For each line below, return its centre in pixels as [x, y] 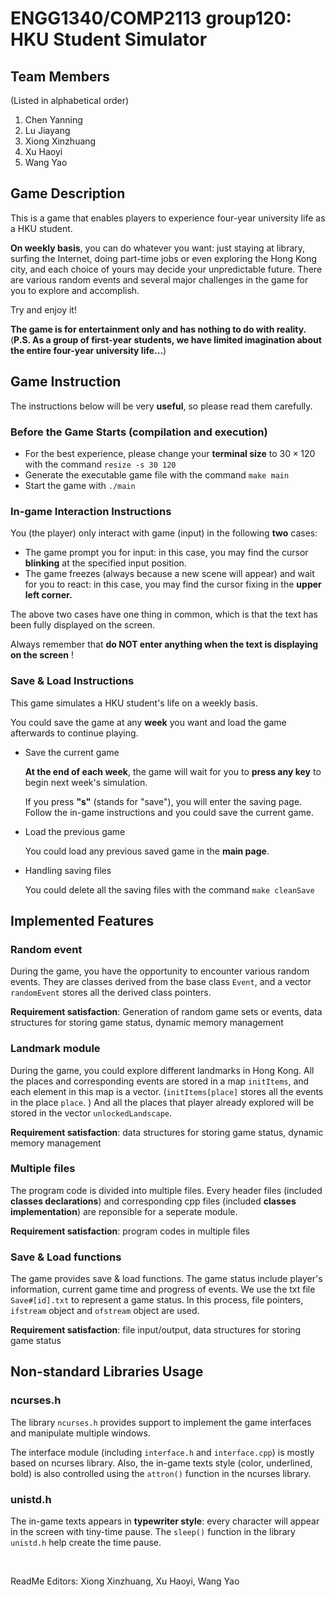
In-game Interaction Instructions [91, 511]
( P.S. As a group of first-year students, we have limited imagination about [166, 339]
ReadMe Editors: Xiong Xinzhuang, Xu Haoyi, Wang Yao [125, 1581]
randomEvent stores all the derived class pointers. [111, 993]
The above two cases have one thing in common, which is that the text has [164, 614]
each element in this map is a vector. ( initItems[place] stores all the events [167, 1091]
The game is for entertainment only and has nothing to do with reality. [158, 329]
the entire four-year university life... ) [88, 350]
